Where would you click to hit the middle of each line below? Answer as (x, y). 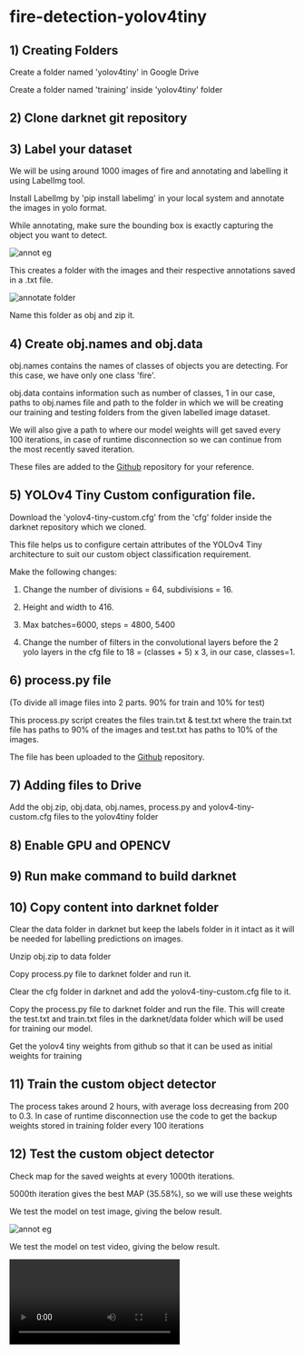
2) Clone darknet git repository (98, 119)
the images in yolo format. (58, 208)
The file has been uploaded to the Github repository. (107, 757)
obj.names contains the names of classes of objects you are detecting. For (149, 366)
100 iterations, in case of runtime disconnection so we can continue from (146, 440)
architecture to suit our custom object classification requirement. (130, 554)
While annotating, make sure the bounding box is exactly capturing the (142, 225)
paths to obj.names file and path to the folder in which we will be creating (147, 403)
